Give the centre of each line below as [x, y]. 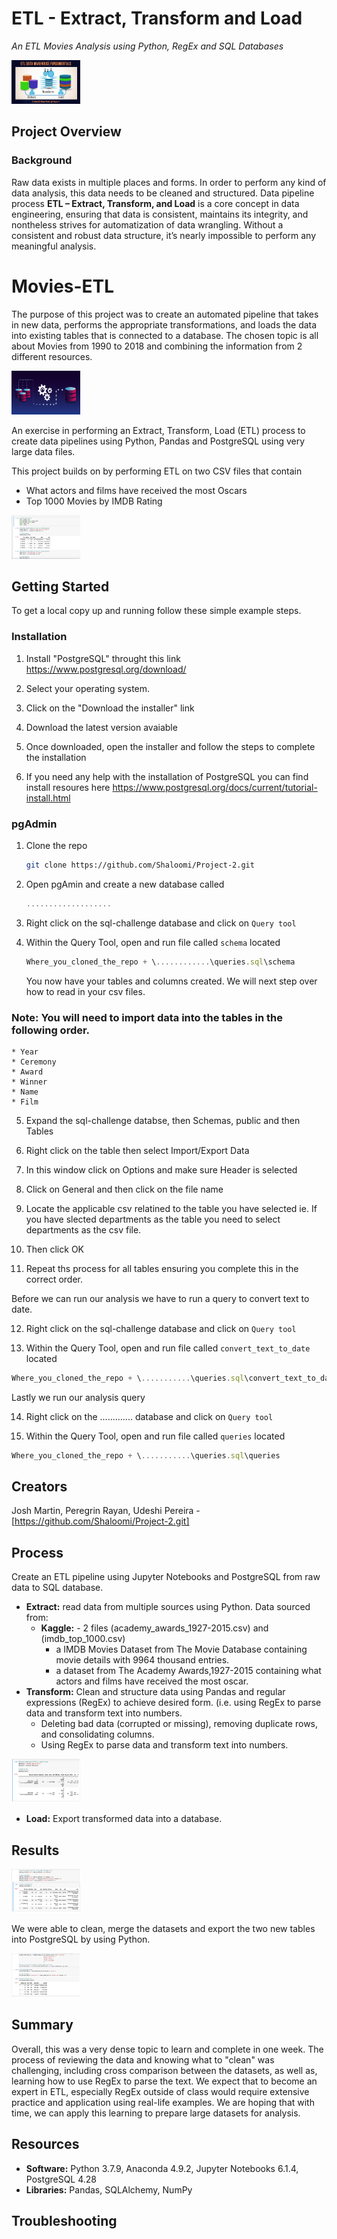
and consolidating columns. [97, 1734]
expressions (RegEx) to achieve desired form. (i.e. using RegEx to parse [173, 1703]
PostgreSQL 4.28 [61, 2179]
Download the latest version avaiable [101, 727]
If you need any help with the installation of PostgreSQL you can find [167, 776]
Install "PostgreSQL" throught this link [103, 658]
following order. [51, 1030]
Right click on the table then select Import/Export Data [137, 1150]
